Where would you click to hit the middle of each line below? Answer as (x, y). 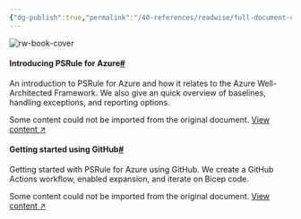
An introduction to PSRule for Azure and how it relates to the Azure (132, 83)
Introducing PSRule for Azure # (67, 63)
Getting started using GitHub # (67, 149)
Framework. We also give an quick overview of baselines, (160, 93)
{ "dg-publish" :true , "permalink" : (72, 17)
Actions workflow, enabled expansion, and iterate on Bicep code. (129, 179)
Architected (31, 93)
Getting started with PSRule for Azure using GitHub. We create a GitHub (142, 170)
